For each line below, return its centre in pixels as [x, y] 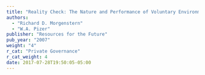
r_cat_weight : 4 [27, 57]
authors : [17, 18]
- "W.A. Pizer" [31, 29]
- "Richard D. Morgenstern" [48, 23]
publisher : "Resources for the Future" [57, 34]
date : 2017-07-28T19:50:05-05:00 [49, 62]
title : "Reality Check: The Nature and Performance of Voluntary [91, 12]
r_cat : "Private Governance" [43, 51]
